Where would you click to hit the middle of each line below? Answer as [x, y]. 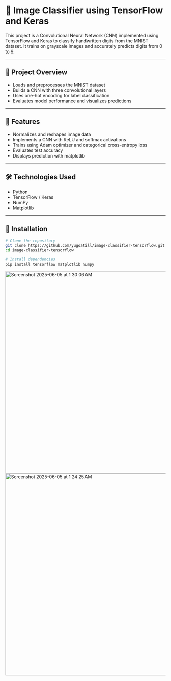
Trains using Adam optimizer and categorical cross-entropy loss [80, 145]
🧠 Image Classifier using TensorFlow [84, 10]
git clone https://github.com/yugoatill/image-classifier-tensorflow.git [85, 246]
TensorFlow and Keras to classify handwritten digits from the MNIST [77, 41]
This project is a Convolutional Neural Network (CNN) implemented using [82, 35]
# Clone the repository [31, 241]
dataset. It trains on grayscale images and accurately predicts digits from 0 [84, 46]
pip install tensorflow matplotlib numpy [50, 264]
